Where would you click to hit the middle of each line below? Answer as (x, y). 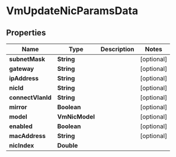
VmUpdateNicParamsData (72, 11)
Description (117, 49)
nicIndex (22, 145)
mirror (18, 107)
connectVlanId (30, 97)
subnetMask (27, 59)
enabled (21, 126)
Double (68, 145)
